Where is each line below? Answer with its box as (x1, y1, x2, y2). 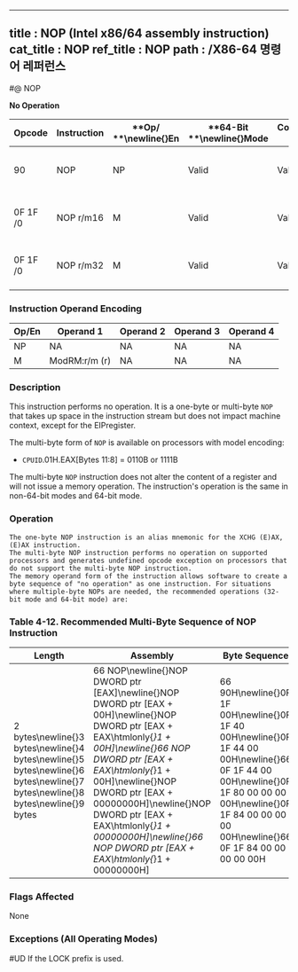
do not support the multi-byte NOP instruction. (9, 564, 192, 573)
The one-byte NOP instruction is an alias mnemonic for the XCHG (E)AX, (9, 533, 284, 542)
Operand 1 (57, 325, 104, 338)
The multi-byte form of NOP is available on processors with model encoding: (9, 437, 285, 448)
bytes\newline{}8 (13, 787, 85, 798)
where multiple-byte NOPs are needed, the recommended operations (9, 587, 260, 596)
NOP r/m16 (56, 211, 105, 223)
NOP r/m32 (56, 259, 105, 271)
